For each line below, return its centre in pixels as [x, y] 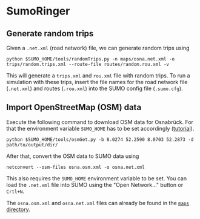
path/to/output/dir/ [32, 145]
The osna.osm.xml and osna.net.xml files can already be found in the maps [98, 203]
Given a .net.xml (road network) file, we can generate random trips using [98, 48]
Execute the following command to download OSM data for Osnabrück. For [100, 122]
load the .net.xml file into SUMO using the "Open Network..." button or [95, 185]
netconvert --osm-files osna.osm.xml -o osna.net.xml [76, 167]
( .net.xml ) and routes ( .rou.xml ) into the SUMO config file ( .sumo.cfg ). [95, 88]
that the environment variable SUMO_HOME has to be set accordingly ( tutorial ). [100, 128]
